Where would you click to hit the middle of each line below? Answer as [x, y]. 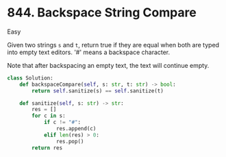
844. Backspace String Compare [102, 13]
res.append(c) [76, 129]
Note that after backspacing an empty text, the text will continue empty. [108, 65]
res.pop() [70, 141]
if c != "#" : [62, 122]
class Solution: [30, 78]
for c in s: [49, 116]
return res [47, 148]
